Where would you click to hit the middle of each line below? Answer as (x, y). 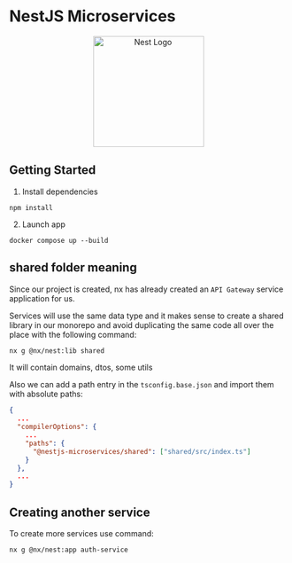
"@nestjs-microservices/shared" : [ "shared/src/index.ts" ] (142, 451)
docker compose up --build (59, 240)
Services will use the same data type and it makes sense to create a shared (147, 316)
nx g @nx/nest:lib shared (57, 351)
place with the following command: (73, 334)
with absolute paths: (46, 394)
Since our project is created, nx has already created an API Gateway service (146, 289)
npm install (31, 207)
